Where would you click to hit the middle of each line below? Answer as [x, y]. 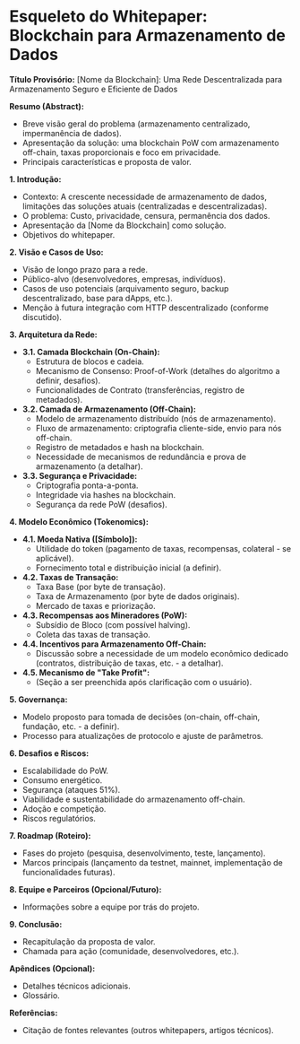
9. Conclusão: [36, 924]
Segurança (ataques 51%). [71, 789]
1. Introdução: [35, 179]
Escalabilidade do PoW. [65, 770]
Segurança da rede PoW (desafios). [101, 504]
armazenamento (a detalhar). [89, 466]
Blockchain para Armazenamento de [148, 35]
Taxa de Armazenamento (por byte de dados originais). [137, 596]
